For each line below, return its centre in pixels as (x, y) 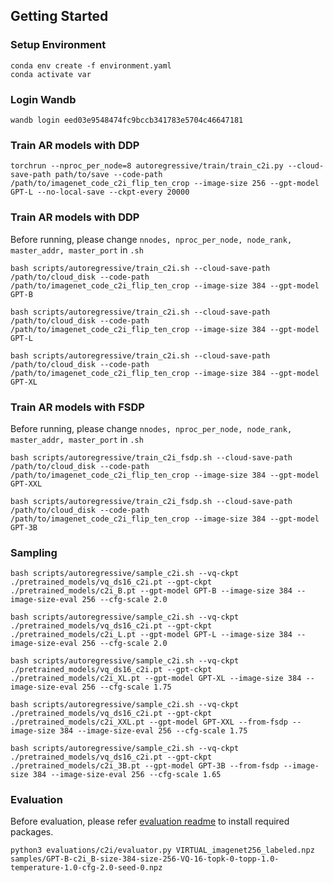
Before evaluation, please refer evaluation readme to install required (150, 821)
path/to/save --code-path (108, 175)
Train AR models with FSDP (77, 407)
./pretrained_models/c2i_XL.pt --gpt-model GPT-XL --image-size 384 (156, 679)
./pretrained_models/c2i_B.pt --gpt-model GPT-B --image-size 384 (151, 591)
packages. (32, 832)
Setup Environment (58, 45)
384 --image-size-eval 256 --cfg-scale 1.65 (127, 775)
